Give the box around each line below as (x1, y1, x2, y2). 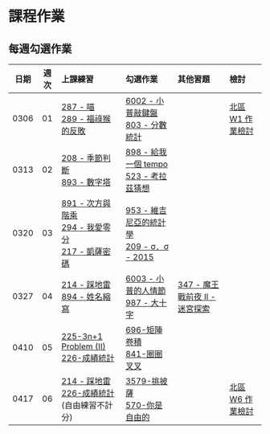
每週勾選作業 (8, 42, 72, 55)
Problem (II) (61, 341, 106, 352)
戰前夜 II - (178, 291, 216, 302)
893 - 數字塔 (61, 177, 111, 187)
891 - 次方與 (61, 198, 111, 209)
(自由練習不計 (61, 399, 113, 411)
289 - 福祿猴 (61, 113, 111, 125)
